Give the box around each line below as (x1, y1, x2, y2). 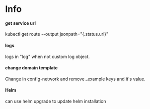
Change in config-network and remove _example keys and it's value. (5, 76, 146, 82)
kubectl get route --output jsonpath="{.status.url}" (5, 31, 109, 37)
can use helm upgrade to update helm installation (5, 98, 106, 104)
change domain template (5, 65, 58, 71)
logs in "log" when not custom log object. (5, 54, 90, 59)
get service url (5, 20, 36, 26)
